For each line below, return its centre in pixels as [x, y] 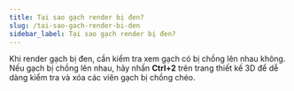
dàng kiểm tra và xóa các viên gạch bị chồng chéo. [103, 78]
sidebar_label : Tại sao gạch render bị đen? [93, 34]
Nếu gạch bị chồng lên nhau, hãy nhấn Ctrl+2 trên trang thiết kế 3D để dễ [144, 68]
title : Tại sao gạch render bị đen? [77, 17]
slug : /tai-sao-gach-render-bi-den [75, 26]
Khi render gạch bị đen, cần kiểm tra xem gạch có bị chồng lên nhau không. [147, 59]
